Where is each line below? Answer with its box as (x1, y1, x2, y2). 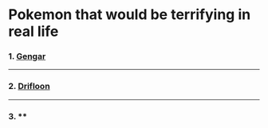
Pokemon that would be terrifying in (8, 6, 251, 24)
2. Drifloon (8, 81, 50, 92)
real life (8, 22, 59, 41)
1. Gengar (8, 51, 46, 62)
